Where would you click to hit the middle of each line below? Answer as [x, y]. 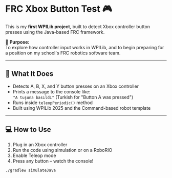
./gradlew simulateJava [31, 170]
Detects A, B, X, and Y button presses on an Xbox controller [76, 86]
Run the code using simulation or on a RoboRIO [62, 150]
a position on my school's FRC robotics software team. [63, 53]
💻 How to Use [28, 130]
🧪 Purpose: [17, 42]
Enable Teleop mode [34, 155]
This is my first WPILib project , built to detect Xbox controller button [78, 26]
